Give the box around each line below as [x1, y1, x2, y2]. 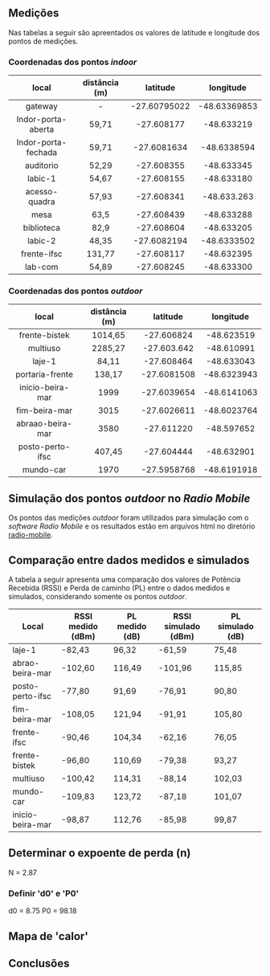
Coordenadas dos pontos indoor [8, 56, 137, 67]
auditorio [24, 160, 59, 171]
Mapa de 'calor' [8, 929, 88, 943]
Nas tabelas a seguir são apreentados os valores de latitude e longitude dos [8, 27, 260, 37]
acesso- [25, 186, 59, 198]
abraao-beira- [15, 418, 72, 429]
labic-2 [27, 235, 56, 247]
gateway [25, 100, 58, 112]
